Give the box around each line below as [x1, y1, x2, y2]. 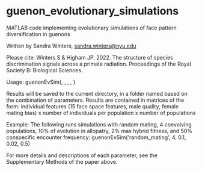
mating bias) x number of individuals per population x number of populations [6, 109, 196, 116]
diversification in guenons [6, 30, 70, 37]
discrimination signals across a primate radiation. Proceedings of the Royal [6, 60, 191, 67]
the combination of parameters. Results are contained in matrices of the [6, 96, 185, 104]
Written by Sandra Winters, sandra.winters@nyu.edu [6, 42, 136, 49]
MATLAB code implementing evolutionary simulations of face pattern [6, 24, 177, 31]
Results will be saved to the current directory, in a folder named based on [6, 90, 188, 97]
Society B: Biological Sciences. [6, 66, 83, 73]
